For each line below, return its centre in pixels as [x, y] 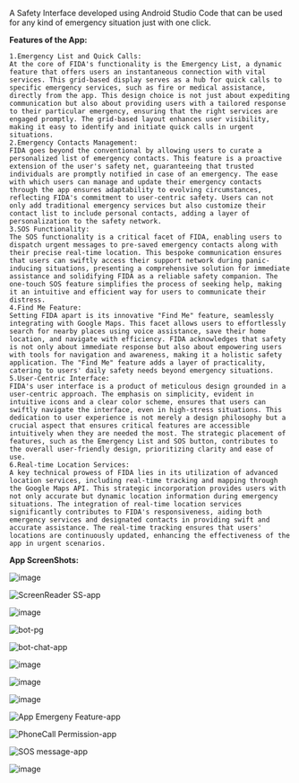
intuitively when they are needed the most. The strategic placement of [148, 434]
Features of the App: [48, 40]
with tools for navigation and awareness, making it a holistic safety [145, 355]
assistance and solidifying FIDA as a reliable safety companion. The [144, 277]
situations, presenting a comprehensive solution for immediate [168, 268]
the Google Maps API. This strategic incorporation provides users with [148, 488]
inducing [26, 268]
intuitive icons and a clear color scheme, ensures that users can [138, 402]
